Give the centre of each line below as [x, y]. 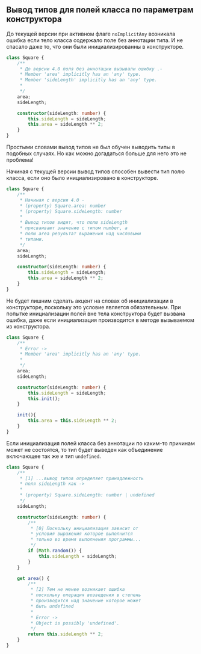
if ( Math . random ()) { [55, 551]
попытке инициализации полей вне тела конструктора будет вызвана [96, 313]
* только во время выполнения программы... [86, 540]
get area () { [33, 578]
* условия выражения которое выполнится [82, 534]
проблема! [20, 160]
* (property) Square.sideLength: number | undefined [87, 495]
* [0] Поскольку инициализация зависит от [84, 528]
